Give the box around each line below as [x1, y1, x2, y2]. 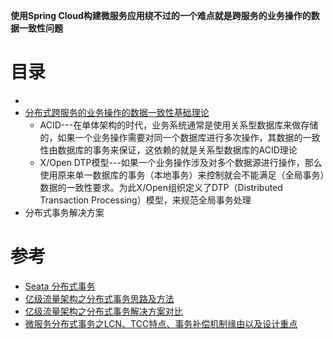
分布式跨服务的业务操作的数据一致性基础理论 [24, 106, 210, 118]
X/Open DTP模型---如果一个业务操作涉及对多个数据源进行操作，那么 [39, 156, 323, 168]
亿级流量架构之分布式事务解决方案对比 [24, 305, 183, 317]
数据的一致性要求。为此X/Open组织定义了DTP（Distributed [39, 181, 283, 193]
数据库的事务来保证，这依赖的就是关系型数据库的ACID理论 [57, 144, 298, 156]
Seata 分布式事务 [24, 280, 96, 292]
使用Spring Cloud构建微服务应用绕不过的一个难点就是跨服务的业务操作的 [10, 10, 312, 21]
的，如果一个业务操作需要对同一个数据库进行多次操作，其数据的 [39, 131, 303, 143]
